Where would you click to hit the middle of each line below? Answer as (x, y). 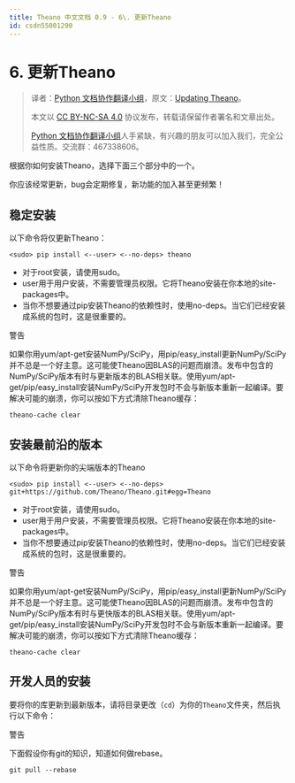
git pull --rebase (43, 770)
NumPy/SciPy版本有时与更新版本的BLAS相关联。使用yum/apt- (122, 376)
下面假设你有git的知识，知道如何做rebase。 (88, 753)
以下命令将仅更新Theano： (58, 238)
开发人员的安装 (50, 682)
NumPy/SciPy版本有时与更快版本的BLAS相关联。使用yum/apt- (122, 614)
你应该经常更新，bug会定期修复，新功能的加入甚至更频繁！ (117, 184)
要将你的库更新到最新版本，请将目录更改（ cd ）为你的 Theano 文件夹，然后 (141, 704)
